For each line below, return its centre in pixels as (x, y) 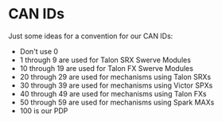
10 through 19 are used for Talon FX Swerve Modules (106, 68)
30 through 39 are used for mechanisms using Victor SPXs (116, 85)
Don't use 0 (39, 51)
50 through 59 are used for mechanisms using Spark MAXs (117, 102)
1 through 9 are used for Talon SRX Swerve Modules (105, 60)
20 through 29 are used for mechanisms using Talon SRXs (115, 77)
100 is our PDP (44, 110)
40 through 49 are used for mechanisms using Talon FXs (113, 93)
